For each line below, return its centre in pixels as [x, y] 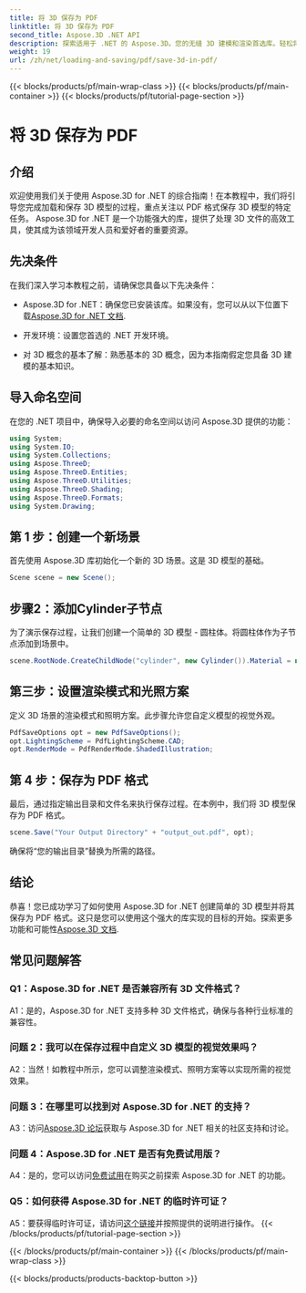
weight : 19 [30, 52]
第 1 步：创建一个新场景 [75, 537]
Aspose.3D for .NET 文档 [77, 315]
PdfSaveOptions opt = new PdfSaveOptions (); [95, 732]
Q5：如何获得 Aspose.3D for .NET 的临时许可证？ [119, 1202]
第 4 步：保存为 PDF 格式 [79, 780]
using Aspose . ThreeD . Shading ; [67, 489]
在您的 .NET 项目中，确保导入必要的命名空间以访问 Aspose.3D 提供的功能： [151, 421]
